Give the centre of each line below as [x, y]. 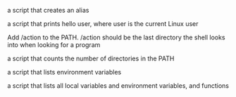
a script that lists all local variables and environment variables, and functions [118, 86]
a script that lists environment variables [64, 72]
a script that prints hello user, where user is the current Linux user [103, 24]
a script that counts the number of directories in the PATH [91, 58]
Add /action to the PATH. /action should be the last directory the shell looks [116, 37]
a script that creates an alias [48, 10]
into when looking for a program [54, 45]
